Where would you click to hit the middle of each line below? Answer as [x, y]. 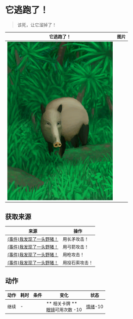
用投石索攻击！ [78, 263]
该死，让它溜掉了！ [37, 25]
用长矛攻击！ [76, 239]
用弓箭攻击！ [76, 247]
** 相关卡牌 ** [62, 303]
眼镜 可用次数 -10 [64, 310]
